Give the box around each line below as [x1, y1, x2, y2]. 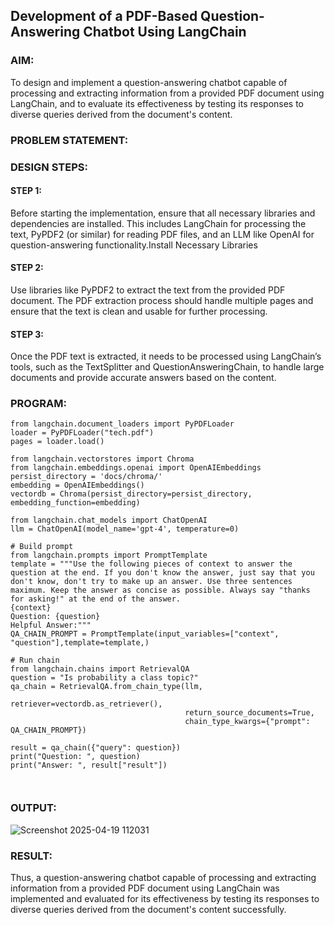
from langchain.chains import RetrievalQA [10, 664, 190, 674]
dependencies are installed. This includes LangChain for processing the [10, 217, 307, 229]
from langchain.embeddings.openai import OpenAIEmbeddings [10, 463, 262, 473]
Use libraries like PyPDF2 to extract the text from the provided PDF [10, 284, 286, 296]
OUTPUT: [10, 801, 57, 815]
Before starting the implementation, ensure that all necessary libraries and [10, 207, 316, 219]
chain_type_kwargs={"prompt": [184, 717, 311, 727]
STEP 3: [10, 328, 45, 340]
